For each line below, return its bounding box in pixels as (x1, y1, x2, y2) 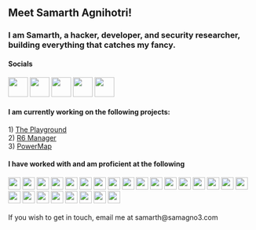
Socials (8, 59, 33, 68)
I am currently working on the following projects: (8, 108, 170, 117)
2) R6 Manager (8, 133, 57, 142)
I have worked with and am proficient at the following (8, 159, 185, 169)
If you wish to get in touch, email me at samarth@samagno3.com (8, 212, 218, 222)
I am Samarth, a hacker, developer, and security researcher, (8, 30, 241, 41)
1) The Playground (8, 125, 67, 134)
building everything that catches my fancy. (8, 39, 176, 50)
